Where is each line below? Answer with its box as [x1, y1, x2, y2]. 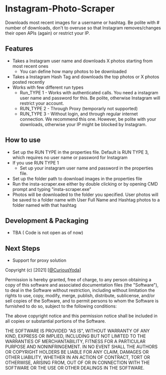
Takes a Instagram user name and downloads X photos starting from [12, 58, 153, 64]
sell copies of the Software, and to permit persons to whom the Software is [5, 298, 159, 304]
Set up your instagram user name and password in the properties [19, 165, 153, 171]
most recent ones [12, 63, 49, 69]
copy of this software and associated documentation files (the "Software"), [5, 282, 159, 288]
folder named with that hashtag [12, 202, 77, 208]
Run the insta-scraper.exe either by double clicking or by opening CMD [12, 181, 158, 187]
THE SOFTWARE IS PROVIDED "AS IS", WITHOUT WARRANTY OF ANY [5, 328, 150, 334]
